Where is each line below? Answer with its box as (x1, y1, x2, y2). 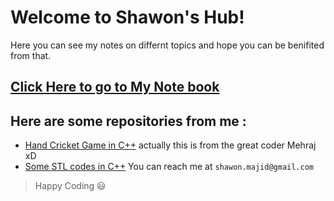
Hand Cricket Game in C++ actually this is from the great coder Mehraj (24, 139, 317, 151)
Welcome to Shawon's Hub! (10, 6, 245, 29)
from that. (10, 49, 52, 61)
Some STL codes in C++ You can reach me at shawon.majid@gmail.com (24, 161, 314, 173)
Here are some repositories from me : (10, 112, 247, 130)
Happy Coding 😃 (34, 180, 107, 192)
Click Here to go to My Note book (10, 79, 220, 96)
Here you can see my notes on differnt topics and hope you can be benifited (10, 39, 325, 51)
